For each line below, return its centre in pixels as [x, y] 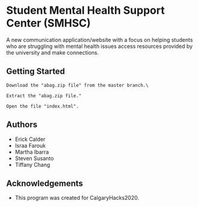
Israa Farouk [30, 145]
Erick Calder [30, 139]
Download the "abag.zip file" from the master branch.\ [77, 85]
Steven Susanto [34, 158]
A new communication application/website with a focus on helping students [99, 40]
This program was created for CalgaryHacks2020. [77, 198]
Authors [22, 124]
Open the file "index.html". [43, 106]
